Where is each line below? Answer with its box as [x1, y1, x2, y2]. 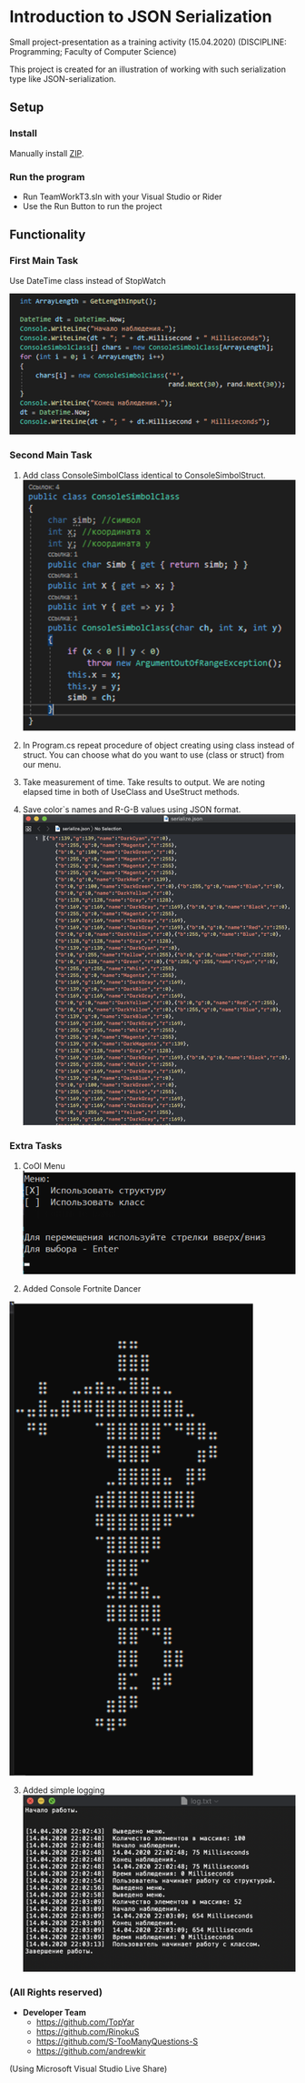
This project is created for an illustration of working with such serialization [9, 64, 286, 75]
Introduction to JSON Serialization [9, 6, 272, 27]
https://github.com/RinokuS [35, 2026, 140, 2037]
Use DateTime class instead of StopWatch [9, 275, 166, 286]
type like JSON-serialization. [9, 73, 116, 84]
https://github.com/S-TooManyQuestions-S [35, 2036, 199, 2047]
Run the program [9, 170, 85, 183]
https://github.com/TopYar [35, 2017, 134, 2028]
